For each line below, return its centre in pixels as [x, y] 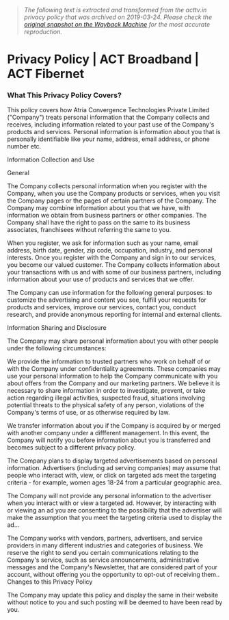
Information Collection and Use [51, 159]
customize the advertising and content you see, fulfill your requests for [107, 300]
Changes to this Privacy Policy [50, 582]
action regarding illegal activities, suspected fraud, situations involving [106, 398]
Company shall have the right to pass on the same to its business [99, 222]
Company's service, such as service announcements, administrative [103, 560]
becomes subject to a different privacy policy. [71, 448]
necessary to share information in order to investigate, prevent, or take [107, 391]
